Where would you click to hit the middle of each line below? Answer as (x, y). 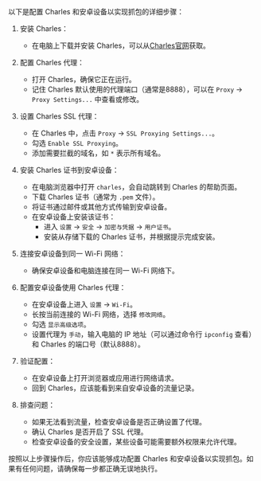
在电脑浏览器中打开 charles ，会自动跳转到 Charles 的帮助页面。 (136, 187)
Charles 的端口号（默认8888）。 (93, 344)
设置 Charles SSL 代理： (59, 116)
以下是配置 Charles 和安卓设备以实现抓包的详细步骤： (96, 12)
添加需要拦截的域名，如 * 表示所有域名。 (98, 153)
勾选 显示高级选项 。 (61, 324)
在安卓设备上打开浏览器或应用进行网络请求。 (105, 378)
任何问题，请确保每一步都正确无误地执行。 (92, 469)
